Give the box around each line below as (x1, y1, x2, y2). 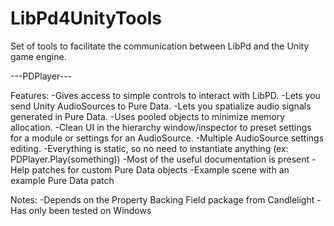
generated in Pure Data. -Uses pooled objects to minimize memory (10, 110, 286, 122)
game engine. (10, 50, 67, 62)
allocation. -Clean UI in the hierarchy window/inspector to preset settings (10, 121, 312, 133)
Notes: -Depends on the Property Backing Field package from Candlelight (10, 193, 315, 206)
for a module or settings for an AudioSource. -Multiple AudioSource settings (10, 132, 325, 144)
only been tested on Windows (28, 204, 152, 216)
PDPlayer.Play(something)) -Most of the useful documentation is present (10, 153, 310, 165)
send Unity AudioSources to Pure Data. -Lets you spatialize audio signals (10, 100, 312, 112)
